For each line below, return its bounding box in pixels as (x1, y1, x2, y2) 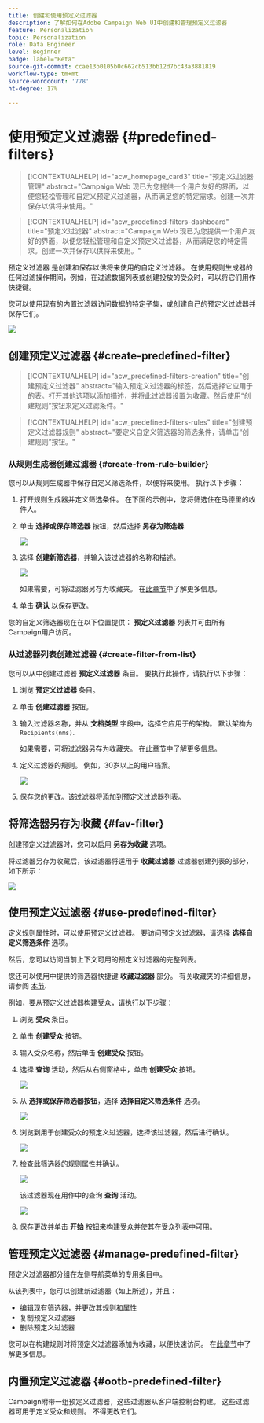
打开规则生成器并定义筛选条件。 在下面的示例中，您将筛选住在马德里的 (19, 495, 249, 504)
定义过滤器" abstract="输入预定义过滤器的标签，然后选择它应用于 (41, 381, 254, 391)
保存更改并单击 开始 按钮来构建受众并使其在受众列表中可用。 (19, 1222, 217, 1231)
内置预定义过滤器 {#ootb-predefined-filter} (8, 1374, 222, 1388)
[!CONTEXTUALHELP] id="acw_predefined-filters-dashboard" (27, 217, 229, 226)
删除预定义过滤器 (19, 1322, 75, 1333)
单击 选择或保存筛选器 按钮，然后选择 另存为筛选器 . (19, 521, 186, 531)
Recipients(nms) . (19, 727, 75, 737)
